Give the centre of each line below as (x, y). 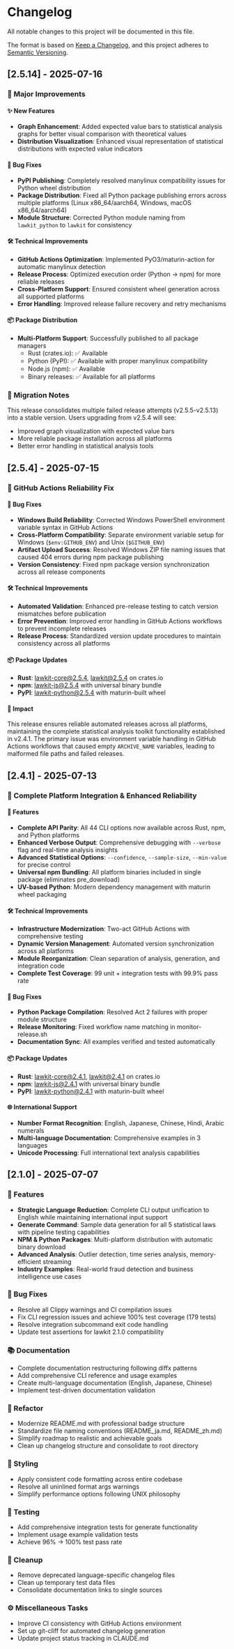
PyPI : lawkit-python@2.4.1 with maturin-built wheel (91, 1091)
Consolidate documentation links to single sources (89, 1590)
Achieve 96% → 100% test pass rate (70, 1542)
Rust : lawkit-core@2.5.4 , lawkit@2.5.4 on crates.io (90, 678)
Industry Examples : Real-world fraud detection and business (105, 1269)
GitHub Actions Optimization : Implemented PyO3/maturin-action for (116, 259)
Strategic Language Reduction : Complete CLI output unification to (113, 1210)
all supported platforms (51, 296)
